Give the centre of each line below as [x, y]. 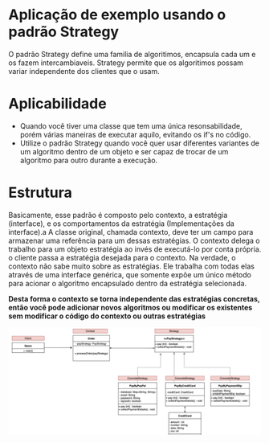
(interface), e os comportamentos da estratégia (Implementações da [121, 224]
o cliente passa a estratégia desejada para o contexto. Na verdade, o [122, 257]
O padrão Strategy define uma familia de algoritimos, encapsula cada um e [132, 54]
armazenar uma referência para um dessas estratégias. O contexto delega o [134, 240]
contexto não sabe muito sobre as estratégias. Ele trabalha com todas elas [132, 266]
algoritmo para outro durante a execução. [89, 160]
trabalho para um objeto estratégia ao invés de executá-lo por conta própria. [135, 249]
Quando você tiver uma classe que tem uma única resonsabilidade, [131, 125]
